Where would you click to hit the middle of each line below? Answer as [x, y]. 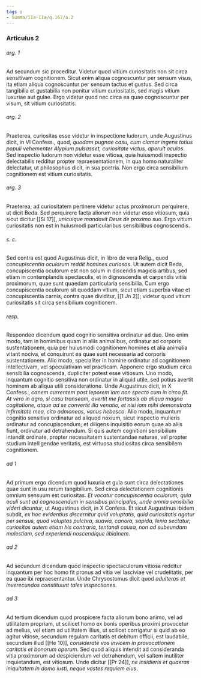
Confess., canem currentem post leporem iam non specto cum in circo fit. [97, 392]
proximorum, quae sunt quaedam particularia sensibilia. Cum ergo [88, 284]
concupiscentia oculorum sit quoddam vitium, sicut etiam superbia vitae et [98, 290]
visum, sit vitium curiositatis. [41, 103]
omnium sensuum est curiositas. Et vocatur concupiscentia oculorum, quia [99, 495]
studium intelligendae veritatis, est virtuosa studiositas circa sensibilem [94, 444]
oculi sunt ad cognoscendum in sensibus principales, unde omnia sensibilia [100, 501]
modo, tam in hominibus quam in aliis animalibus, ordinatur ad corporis [94, 341]
